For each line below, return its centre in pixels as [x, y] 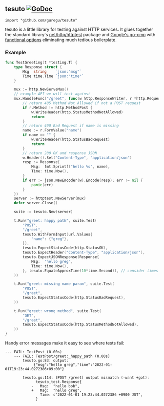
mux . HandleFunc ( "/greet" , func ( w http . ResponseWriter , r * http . [81, 99]
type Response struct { [38, 67]
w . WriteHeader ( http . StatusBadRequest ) [71, 140]
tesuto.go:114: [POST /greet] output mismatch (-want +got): [86, 378]
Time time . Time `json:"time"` [53, 76]
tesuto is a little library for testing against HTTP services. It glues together [79, 29]
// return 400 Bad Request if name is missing [71, 126]
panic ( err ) [42, 185]
